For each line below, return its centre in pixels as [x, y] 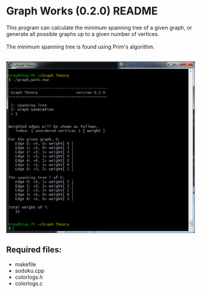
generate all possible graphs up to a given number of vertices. [83, 34]
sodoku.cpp [30, 270]
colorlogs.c [29, 283]
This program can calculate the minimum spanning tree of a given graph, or [99, 28]
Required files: [34, 250]
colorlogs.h [29, 277]
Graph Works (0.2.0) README [82, 11]
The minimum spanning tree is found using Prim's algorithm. [80, 47]
